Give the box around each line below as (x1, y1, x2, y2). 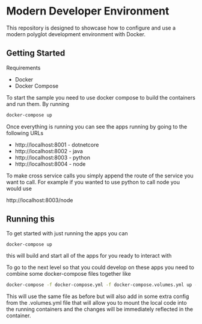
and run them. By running (6, 100, 69, 107)
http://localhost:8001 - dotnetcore (14, 141, 99, 148)
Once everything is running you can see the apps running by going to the (6, 122, 188, 130)
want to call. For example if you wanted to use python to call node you (6, 178, 180, 185)
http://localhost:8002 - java (14, 147, 83, 154)
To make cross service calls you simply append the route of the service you (6, 172, 194, 179)
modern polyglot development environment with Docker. (6, 30, 146, 37)
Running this (6, 214, 55, 224)
